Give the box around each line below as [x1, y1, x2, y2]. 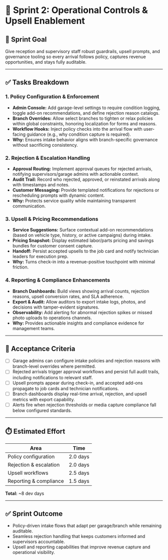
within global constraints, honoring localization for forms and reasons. [12, 120, 157, 127]
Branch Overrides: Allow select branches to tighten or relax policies [12, 115, 153, 121]
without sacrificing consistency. [12, 142, 78, 148]
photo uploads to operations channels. [12, 315, 92, 321]
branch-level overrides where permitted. [12, 363, 96, 370]
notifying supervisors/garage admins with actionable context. [12, 171, 139, 177]
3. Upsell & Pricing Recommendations [5, 215, 98, 222]
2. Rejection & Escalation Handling [5, 154, 90, 161]
